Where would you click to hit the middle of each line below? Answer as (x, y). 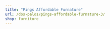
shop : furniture (22, 19)
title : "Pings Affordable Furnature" (44, 10)
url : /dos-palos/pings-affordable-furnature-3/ (55, 14)
